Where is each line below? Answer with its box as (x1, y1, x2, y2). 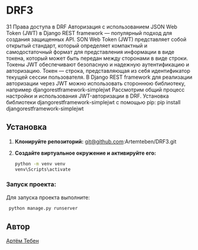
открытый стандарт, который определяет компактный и (6, 42, 148, 49)
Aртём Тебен (6, 238, 40, 245)
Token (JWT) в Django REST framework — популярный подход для (6, 29, 173, 36)
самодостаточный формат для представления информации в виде (6, 48, 174, 55)
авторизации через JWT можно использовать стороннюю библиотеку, (6, 79, 186, 86)
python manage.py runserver (8, 205, 78, 211)
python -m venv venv (14, 161, 66, 166)
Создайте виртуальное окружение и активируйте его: (14, 149, 157, 156)
